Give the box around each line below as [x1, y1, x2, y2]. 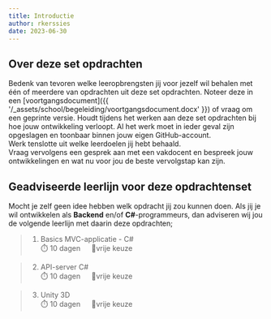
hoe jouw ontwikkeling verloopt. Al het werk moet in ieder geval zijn [8, 122, 234, 131]
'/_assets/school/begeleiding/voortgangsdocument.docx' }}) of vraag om [8, 105, 253, 114]
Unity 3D [40, 290, 71, 300]
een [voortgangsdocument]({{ [8, 96, 110, 106]
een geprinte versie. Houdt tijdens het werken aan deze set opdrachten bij [8, 113, 257, 123]
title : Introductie [8, 11, 75, 20]
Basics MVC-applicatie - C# [40, 235, 134, 244]
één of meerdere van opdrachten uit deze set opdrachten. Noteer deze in [8, 87, 254, 97]
